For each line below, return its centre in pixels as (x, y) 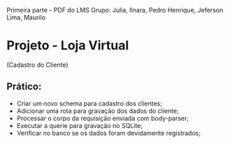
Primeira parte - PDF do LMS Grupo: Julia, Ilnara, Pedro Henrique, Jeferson (115, 10)
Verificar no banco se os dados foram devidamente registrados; (108, 133)
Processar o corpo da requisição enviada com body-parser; (103, 118)
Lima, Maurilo (26, 17)
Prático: (24, 87)
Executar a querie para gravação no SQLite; (79, 125)
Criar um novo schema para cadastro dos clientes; (89, 103)
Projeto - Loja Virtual (68, 46)
